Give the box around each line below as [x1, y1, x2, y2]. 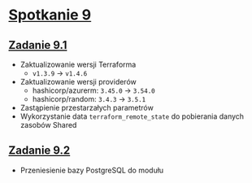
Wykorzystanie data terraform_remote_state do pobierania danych [20, 111, 245, 121]
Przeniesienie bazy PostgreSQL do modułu [20, 165, 164, 175]
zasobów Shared [20, 120, 77, 129]
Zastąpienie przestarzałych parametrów [20, 103, 154, 112]
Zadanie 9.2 [8, 144, 71, 158]
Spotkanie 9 [8, 6, 92, 24]
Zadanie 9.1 [8, 38, 67, 52]
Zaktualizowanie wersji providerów [20, 77, 137, 86]
